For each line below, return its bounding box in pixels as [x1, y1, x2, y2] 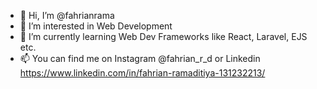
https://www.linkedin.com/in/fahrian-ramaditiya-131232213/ [19, 67, 266, 79]
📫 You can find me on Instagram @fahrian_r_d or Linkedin [19, 53, 261, 64]
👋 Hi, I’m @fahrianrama [19, 10, 115, 21]
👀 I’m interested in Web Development [19, 20, 173, 32]
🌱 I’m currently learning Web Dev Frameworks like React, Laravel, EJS [19, 31, 308, 42]
